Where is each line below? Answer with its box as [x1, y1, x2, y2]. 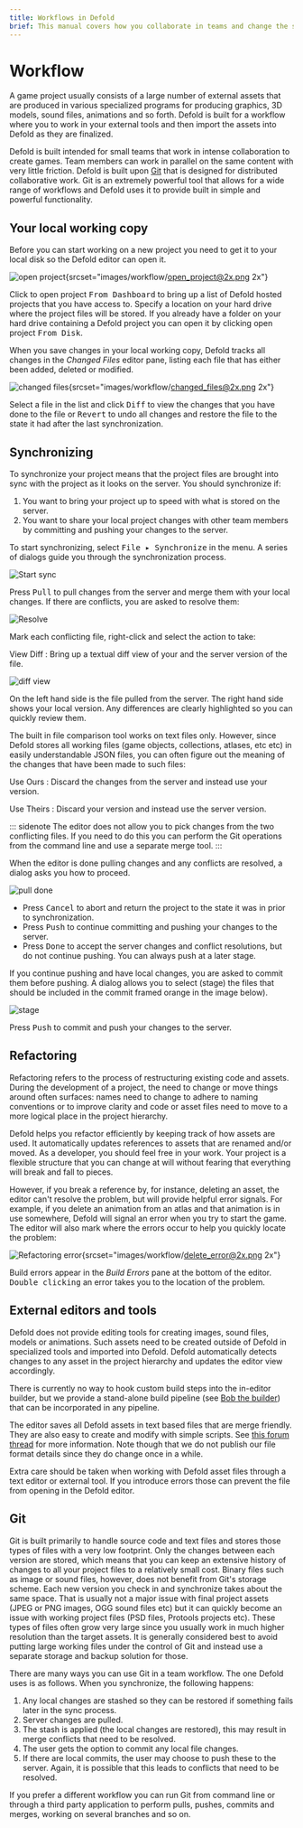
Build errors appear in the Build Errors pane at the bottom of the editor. [9, 1267, 272, 1278]
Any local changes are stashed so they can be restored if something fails [22, 1695, 294, 1706]
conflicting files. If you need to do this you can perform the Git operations [9, 830, 282, 841]
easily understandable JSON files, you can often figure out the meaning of [9, 749, 286, 760]
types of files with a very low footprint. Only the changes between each [9, 1544, 275, 1555]
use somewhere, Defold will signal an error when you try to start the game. [9, 1213, 287, 1223]
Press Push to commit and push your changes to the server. [9, 1022, 233, 1033]
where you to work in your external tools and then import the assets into [9, 119, 277, 130]
